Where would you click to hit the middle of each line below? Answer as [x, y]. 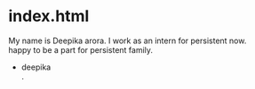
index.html [49, 16]
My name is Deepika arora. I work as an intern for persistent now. [127, 41]
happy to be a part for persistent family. [80, 49]
